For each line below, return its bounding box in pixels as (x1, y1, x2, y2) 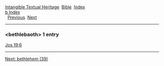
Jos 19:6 (5, 42, 22, 48)
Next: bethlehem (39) (5, 56, 48, 62)
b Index (5, 9, 20, 15)
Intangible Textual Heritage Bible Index (5, 4, 85, 10)
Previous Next (7, 15, 37, 20)
